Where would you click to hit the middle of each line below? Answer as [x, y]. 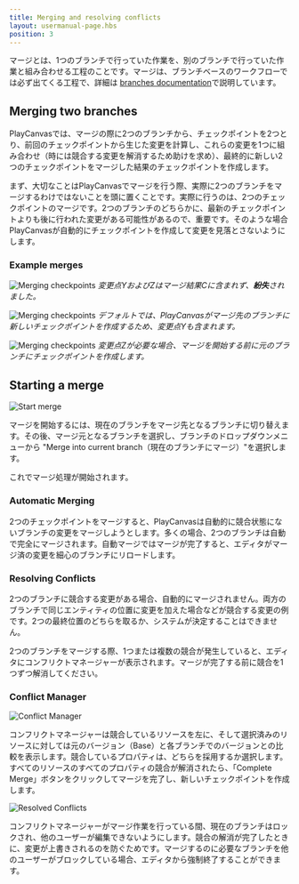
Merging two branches [73, 111]
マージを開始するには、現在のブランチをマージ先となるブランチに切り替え [145, 425]
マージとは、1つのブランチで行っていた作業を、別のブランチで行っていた [143, 60]
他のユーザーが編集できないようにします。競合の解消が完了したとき [165, 838]
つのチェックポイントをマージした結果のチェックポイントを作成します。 [141, 167]
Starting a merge [57, 385]
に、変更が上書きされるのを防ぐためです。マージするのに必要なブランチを [145, 848]
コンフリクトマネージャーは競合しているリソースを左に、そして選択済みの [145, 735]
